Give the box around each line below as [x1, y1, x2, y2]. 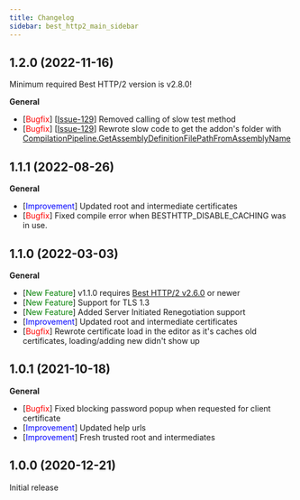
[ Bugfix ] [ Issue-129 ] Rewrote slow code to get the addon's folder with [22, 124, 282, 134]
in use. [22, 220, 48, 231]
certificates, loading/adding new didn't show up [22, 335, 200, 346]
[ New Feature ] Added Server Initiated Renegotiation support [22, 306, 246, 317]
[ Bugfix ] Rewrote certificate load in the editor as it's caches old [22, 326, 257, 337]
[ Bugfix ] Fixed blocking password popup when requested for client [22, 403, 271, 413]
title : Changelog [9, 13, 75, 23]
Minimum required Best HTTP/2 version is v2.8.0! [9, 79, 192, 90]
